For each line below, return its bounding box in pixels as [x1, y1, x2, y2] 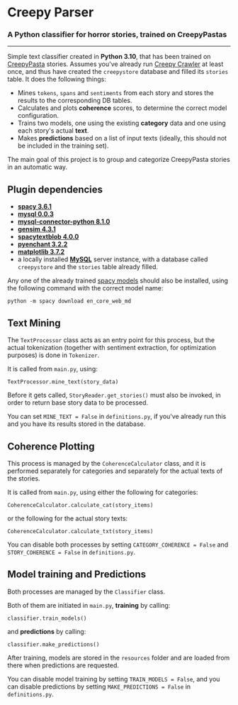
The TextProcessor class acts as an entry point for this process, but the [7, 336, 215, 344]
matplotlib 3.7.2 [17, 248, 65, 256]
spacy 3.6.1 [17, 202, 52, 211]
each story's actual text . [17, 126, 89, 135]
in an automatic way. [7, 163, 68, 171]
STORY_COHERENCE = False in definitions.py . [7, 547, 136, 556]
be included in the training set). [17, 141, 109, 150]
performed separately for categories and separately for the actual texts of [7, 466, 223, 475]
